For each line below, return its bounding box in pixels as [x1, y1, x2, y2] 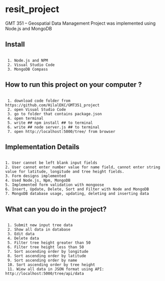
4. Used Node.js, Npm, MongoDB [5, 178, 71, 183]
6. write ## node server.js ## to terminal [7, 124, 100, 129]
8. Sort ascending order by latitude [7, 253, 86, 259]
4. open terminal [7, 116, 44, 121]
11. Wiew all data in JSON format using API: [7, 267, 104, 272]
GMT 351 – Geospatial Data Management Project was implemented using [5, 20, 156, 26]
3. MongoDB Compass [7, 66, 49, 72]
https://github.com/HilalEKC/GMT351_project [5, 102, 100, 108]
